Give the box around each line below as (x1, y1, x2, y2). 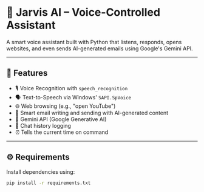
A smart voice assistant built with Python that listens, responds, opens (6, 38, 182, 45)
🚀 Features (6, 68, 48, 78)
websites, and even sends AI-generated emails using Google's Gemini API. (6, 45, 193, 52)
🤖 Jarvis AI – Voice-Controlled (6, 5, 161, 19)
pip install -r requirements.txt (6, 180, 91, 186)
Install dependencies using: (6, 168, 75, 175)
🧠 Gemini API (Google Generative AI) (15, 115, 107, 123)
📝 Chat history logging (15, 122, 72, 129)
